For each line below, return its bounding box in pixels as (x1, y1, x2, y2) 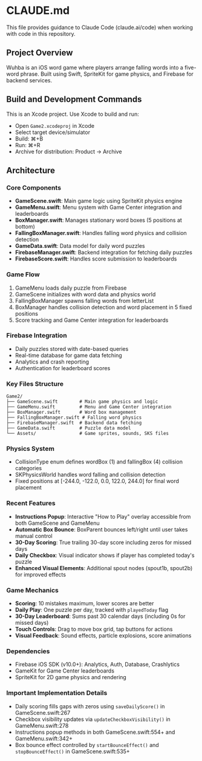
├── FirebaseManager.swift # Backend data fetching (6, 420, 142, 426)
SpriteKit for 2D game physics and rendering (15, 674, 127, 681)
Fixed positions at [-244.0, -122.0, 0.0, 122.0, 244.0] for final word (15, 477, 180, 485)
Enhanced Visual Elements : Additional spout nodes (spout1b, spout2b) (15, 564, 193, 571)
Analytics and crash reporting (15, 358, 90, 365)
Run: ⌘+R (15, 141, 41, 148)
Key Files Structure (6, 379, 64, 388)
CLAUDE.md (6, 4, 70, 18)
